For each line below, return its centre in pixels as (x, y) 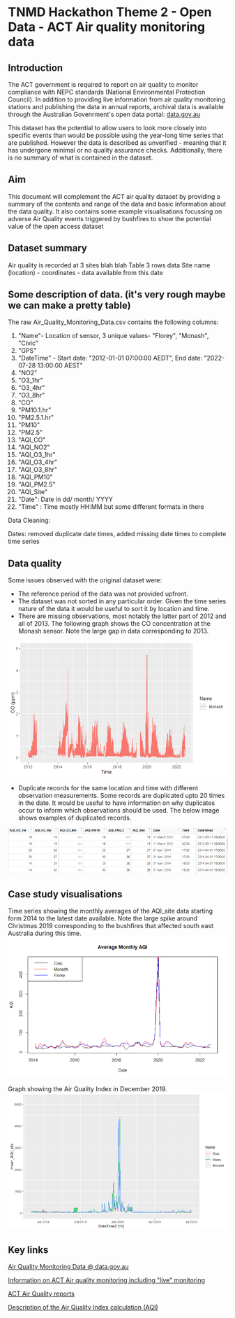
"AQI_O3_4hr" (38, 462)
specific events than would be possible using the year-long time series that (116, 135)
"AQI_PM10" (35, 477)
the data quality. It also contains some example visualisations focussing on (115, 211)
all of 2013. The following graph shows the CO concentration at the (114, 624)
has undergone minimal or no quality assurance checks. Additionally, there (115, 150)
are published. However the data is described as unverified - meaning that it (117, 143)
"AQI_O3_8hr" (38, 470)
